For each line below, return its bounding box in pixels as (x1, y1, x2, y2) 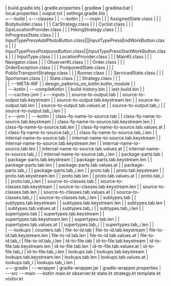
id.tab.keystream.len (5, 232, 48, 238)
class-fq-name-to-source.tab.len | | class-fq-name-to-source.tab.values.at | (5, 124, 165, 130)
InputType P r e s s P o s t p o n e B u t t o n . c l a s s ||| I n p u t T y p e (5, 48, 110, 54)
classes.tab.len (5, 189, 37, 195)
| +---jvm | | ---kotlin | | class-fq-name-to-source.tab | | (5, 113, 123, 119)
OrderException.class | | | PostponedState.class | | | (5, 64, 113, 70)
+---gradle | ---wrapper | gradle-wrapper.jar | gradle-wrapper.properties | (5, 265, 161, 271)
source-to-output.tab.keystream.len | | (56, 97, 137, 103)
